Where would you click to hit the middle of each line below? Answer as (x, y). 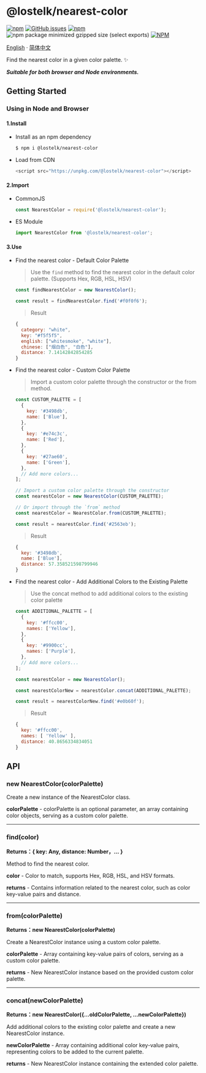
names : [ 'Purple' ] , (51, 652)
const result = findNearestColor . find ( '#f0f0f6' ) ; (81, 301)
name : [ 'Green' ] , (49, 462)
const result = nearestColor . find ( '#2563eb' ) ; (76, 524)
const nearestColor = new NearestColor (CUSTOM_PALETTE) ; (90, 496)
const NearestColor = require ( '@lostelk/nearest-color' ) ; (91, 210)
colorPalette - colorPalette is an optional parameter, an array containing (97, 809)
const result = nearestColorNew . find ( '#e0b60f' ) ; (80, 702)
